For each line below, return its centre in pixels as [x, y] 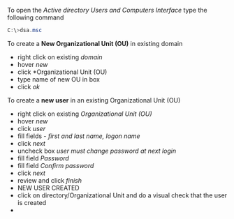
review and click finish [50, 180]
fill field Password [43, 158]
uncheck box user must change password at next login [97, 151]
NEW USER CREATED [48, 188]
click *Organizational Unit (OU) [62, 72]
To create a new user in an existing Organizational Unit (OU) [94, 100]
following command [36, 17]
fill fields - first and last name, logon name [79, 136]
